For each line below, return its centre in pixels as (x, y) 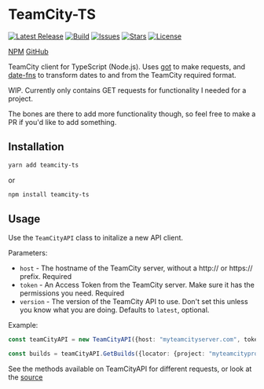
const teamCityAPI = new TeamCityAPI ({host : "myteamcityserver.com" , (125, 339)
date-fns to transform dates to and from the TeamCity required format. (123, 75)
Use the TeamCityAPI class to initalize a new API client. (95, 238)
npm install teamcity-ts (49, 194)
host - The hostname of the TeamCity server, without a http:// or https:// (136, 268)
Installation (36, 147)
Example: (23, 325)
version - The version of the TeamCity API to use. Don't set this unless (134, 302)
